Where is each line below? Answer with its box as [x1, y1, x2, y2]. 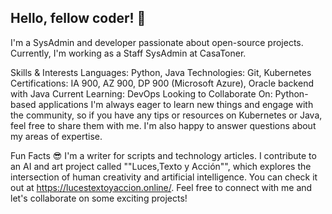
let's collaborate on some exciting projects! [10, 192, 188, 204]
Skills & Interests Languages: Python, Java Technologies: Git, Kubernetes [10, 66, 312, 78]
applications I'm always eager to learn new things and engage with [38, 98, 314, 110]
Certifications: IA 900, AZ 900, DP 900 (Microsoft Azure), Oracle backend [10, 77, 314, 89]
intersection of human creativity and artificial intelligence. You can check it [10, 171, 318, 183]
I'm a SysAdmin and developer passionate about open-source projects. [10, 36, 304, 48]
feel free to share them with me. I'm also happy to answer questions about [10, 119, 317, 131]
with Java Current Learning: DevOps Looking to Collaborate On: [10, 87, 273, 100]
